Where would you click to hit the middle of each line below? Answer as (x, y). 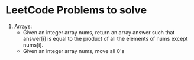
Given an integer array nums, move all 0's (74, 51)
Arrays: (23, 26)
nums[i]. (33, 45)
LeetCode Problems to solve (76, 10)
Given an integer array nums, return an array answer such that (99, 32)
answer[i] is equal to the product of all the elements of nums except (105, 38)
